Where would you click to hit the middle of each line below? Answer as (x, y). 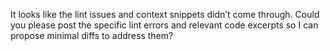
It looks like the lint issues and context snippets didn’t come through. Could (165, 14)
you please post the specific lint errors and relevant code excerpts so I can (164, 25)
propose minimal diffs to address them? (92, 35)
